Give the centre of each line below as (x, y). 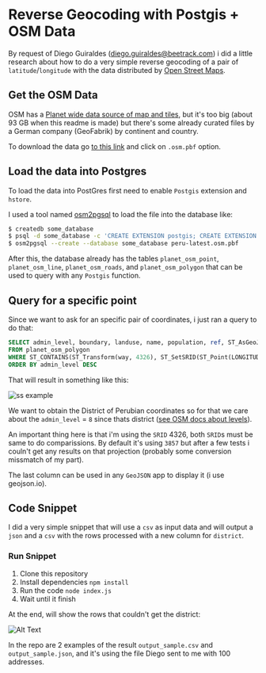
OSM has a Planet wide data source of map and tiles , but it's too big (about (131, 114)
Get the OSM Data (53, 96)
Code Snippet (43, 508)
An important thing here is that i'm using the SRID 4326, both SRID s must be (131, 434)
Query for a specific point (72, 300)
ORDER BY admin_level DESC (53, 365)
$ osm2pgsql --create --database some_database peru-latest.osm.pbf (123, 243)
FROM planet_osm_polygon (49, 350)
